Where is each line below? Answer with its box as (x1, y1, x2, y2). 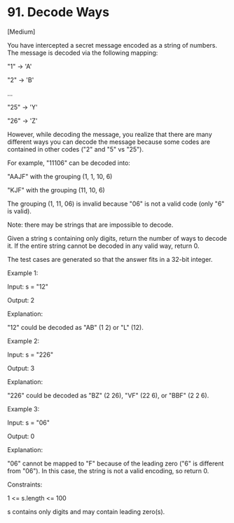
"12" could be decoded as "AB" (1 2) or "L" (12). (7, 323, 144, 331)
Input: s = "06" (7, 418, 50, 427)
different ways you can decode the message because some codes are (7, 138, 210, 146)
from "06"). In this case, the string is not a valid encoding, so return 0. (7, 466, 209, 475)
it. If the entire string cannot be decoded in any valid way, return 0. (7, 241, 200, 250)
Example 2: (7, 336, 40, 345)
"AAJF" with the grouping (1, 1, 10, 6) (7, 172, 113, 180)
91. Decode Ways (7, 4, 110, 20)
